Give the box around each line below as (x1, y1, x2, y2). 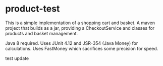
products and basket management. (5, 30, 78, 36)
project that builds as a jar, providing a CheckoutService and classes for (5, 25, 155, 31)
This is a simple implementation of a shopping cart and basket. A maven (5, 20, 155, 26)
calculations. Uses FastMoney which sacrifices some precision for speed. (5, 45, 158, 51)
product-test (5, 3, 60, 15)
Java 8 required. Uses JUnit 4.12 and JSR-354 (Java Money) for (5, 40, 138, 46)
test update (5, 55, 29, 61)
